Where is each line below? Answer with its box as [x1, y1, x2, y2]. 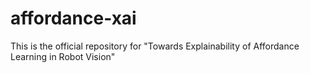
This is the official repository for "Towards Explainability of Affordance [10, 40, 300, 52]
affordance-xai [10, 7, 137, 30]
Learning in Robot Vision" [10, 50, 116, 62]
